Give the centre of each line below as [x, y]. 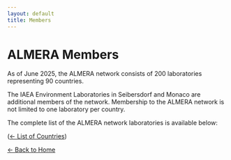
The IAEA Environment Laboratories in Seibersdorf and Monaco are [104, 95]
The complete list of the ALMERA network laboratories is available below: [113, 123]
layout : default [31, 14]
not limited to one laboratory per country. [66, 109]
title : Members [29, 20]
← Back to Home [31, 150]
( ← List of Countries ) [37, 136]
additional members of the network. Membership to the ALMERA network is [116, 102]
